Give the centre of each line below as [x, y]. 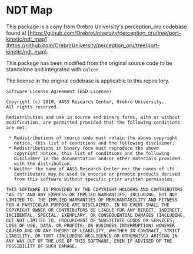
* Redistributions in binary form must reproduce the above [84, 148]
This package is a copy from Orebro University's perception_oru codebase [96, 27]
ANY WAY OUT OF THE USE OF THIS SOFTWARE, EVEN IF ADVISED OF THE [89, 241]
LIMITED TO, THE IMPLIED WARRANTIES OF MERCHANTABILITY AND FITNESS [92, 200]
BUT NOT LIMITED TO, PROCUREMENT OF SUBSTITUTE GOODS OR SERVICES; [91, 220]
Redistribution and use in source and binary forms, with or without [93, 117]
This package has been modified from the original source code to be [89, 63]
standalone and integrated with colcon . [53, 69]
